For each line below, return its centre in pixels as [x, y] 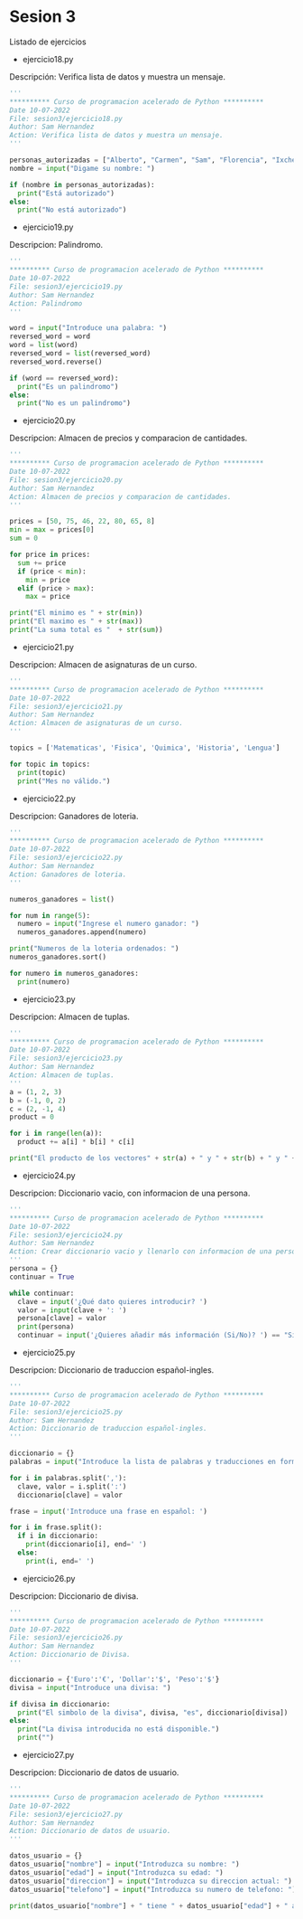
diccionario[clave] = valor [70, 1495]
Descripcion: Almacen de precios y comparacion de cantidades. [129, 438]
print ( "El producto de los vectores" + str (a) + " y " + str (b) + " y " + [153, 1158]
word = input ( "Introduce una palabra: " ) [88, 328]
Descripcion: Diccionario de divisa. [74, 1596]
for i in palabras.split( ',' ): [68, 1478]
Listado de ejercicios [48, 42]
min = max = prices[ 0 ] [52, 530]
